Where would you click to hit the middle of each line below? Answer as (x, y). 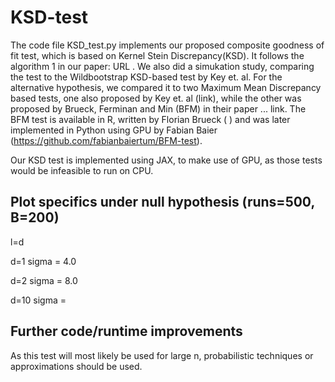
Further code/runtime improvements (126, 331)
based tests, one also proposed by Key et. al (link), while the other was (156, 98)
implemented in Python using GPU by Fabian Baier (114, 130)
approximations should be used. (76, 366)
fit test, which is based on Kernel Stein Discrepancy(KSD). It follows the (157, 55)
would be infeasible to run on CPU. (82, 170)
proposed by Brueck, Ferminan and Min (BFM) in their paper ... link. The (158, 108)
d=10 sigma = (38, 300)
